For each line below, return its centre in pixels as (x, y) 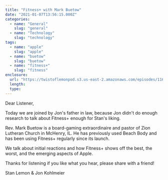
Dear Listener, (19, 103)
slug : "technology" (34, 38)
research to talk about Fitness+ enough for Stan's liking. (63, 118)
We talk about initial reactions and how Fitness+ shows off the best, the (79, 148)
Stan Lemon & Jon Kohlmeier (35, 172)
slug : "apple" (29, 51)
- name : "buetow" (28, 56)
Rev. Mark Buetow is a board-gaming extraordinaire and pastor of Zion (78, 127)
